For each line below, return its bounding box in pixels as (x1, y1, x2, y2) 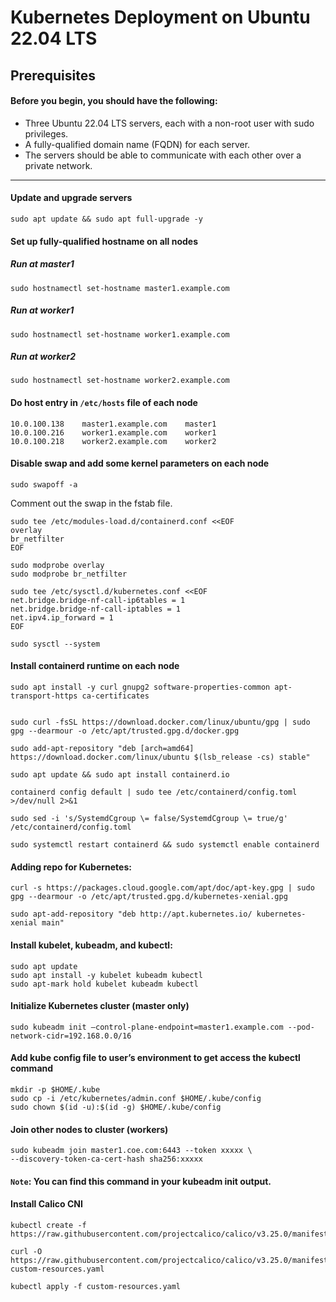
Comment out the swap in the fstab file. (10, 497, 173, 509)
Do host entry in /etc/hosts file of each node (10, 397, 198, 409)
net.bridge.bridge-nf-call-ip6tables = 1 (10, 595, 186, 605)
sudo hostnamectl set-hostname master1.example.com (10, 283, 230, 293)
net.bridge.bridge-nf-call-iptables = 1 (10, 604, 182, 614)
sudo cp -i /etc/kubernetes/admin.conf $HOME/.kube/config (10, 1093, 262, 1103)
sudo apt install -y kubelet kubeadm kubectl (10, 970, 203, 980)
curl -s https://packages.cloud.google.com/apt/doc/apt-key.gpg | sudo (10, 883, 315, 893)
